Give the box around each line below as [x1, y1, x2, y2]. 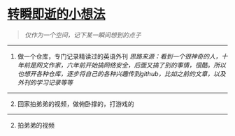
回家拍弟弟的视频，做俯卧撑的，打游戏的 [17, 99, 134, 108]
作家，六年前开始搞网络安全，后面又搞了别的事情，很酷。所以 [48, 61, 226, 69]
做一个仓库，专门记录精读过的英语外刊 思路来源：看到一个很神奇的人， [17, 52, 222, 60]
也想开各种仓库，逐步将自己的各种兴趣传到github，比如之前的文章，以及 [17, 69, 226, 77]
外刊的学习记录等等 [17, 78, 73, 86]
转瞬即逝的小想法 [7, 6, 106, 22]
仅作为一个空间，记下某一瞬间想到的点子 [24, 31, 141, 39]
